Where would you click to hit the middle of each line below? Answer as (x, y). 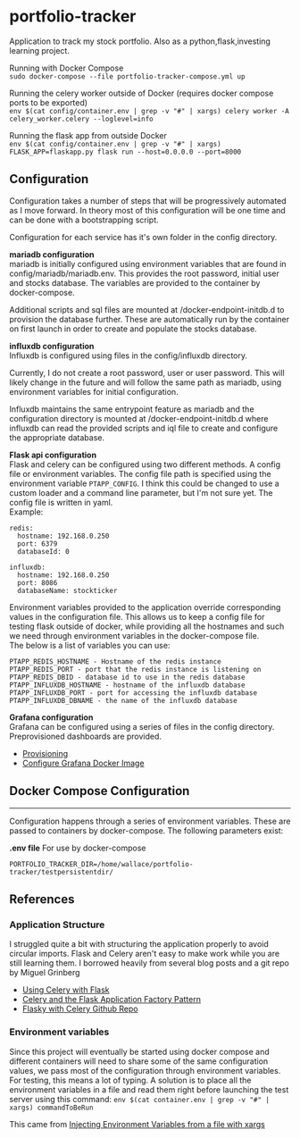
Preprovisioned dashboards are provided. (86, 736)
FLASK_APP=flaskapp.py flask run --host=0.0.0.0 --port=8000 (125, 152)
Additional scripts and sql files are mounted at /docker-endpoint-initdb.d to (147, 309)
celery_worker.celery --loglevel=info (81, 119)
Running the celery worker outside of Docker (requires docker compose (142, 93)
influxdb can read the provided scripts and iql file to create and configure (144, 428)
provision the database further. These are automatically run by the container (150, 319)
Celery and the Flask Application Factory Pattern (111, 1000)
